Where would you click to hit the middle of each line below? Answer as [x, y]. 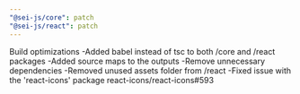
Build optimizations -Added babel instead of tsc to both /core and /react [142, 51]
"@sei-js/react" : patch [54, 26]
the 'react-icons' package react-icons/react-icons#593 [111, 80]
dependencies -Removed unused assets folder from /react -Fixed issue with [150, 70]
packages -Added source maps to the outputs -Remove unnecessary [137, 61]
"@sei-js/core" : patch [52, 17]
